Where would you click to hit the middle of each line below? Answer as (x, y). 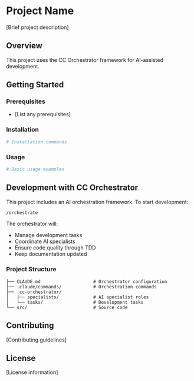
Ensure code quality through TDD (55, 248)
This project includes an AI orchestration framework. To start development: (97, 202)
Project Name (40, 11)
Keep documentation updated (51, 254)
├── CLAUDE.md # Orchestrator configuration (87, 281)
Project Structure (31, 270)
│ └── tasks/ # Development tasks (75, 302)
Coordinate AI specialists (45, 242)
